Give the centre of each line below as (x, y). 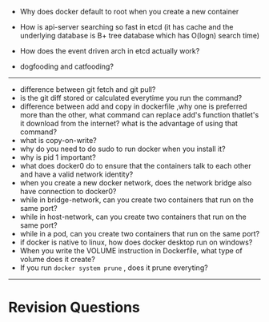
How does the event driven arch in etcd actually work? (110, 51)
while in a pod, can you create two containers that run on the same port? (140, 234)
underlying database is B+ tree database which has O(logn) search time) (140, 36)
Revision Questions (74, 308)
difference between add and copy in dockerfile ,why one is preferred (133, 106)
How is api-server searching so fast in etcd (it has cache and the (126, 27)
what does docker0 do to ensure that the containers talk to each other (135, 166)
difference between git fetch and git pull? (88, 89)
